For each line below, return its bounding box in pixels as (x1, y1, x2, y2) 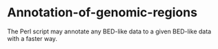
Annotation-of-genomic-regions (7, 5, 198, 20)
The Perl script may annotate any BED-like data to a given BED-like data (7, 27, 212, 35)
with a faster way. (7, 34, 57, 42)
